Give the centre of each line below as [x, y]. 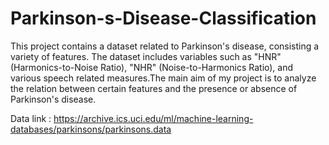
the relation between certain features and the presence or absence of [154, 88]
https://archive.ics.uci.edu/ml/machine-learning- [153, 118]
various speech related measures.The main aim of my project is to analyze [163, 78]
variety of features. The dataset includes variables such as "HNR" [146, 56]
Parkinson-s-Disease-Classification [163, 18]
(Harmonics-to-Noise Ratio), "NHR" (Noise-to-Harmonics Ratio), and [152, 67]
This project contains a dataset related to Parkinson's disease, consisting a [165, 46]
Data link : [31, 118]
